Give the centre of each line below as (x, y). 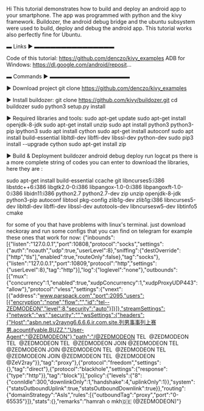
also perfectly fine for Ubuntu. (44, 35)
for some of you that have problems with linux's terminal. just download (96, 225)
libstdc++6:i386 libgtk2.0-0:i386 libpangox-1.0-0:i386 (74, 187)
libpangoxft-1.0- (163, 187)
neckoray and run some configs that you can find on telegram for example (100, 231)
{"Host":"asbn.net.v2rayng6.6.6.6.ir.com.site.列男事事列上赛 (81, 322)
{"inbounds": (99, 237)
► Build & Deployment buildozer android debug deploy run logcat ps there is (102, 156)
